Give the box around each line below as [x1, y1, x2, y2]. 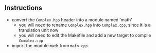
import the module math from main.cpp [11, 42, 88, 48]
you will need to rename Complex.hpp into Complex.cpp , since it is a [18, 22, 151, 28]
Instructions [4, 4, 42, 12]
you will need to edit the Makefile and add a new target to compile [18, 32, 151, 38]
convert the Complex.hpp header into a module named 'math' [11, 17, 132, 22]
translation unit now [18, 27, 59, 33]
